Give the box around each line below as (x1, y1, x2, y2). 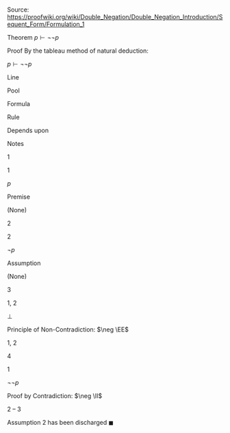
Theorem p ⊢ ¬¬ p (7, 34, 60, 42)
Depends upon (7, 126, 49, 135)
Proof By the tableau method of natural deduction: (7, 47, 149, 55)
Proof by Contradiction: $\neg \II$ (7, 392, 103, 400)
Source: (7, 5, 29, 14)
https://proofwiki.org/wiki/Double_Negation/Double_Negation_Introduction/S (7, 13, 223, 21)
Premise (7, 193, 31, 201)
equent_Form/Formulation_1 (7, 20, 85, 29)
